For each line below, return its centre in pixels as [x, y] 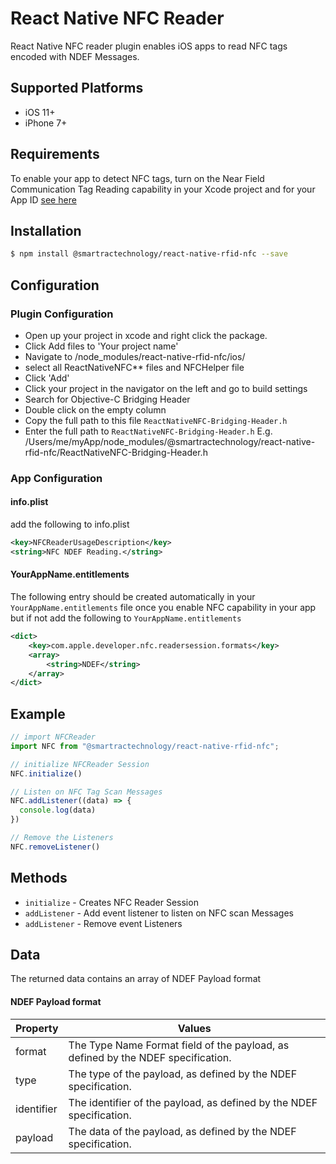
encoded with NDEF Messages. [75, 56]
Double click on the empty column [95, 409]
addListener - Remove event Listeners [103, 923]
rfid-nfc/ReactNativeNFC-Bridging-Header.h [116, 452]
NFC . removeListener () [55, 847]
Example [38, 713]
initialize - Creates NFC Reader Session [111, 902]
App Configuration [56, 478]
